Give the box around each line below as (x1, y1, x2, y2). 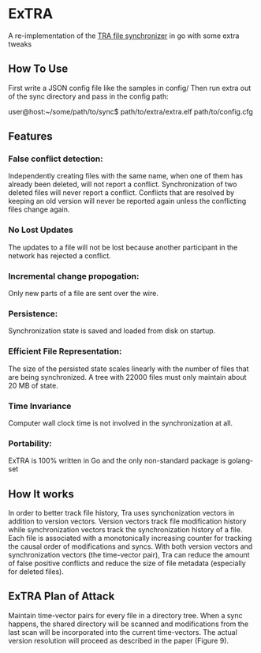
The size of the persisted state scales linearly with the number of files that (8, 364, 249, 373)
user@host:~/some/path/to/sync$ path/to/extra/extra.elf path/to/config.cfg (8, 107, 254, 116)
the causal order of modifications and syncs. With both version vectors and (8, 542, 253, 551)
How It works (8, 487, 75, 501)
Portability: (8, 437, 53, 448)
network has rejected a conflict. (8, 250, 112, 261)
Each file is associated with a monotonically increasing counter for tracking (8, 534, 252, 543)
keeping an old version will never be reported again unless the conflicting (8, 197, 247, 206)
